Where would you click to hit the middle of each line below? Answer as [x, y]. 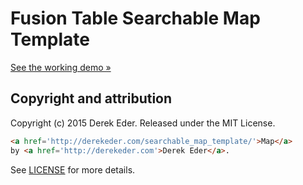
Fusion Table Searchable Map [135, 18]
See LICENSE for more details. [73, 169]
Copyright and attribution [91, 98]
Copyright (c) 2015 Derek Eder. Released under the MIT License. [143, 123]
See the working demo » [61, 67]
